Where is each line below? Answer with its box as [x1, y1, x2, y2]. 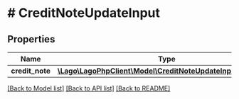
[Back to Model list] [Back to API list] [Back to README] [7, 84, 171, 93]
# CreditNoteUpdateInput [7, 5, 160, 21]
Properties [7, 33, 55, 45]
